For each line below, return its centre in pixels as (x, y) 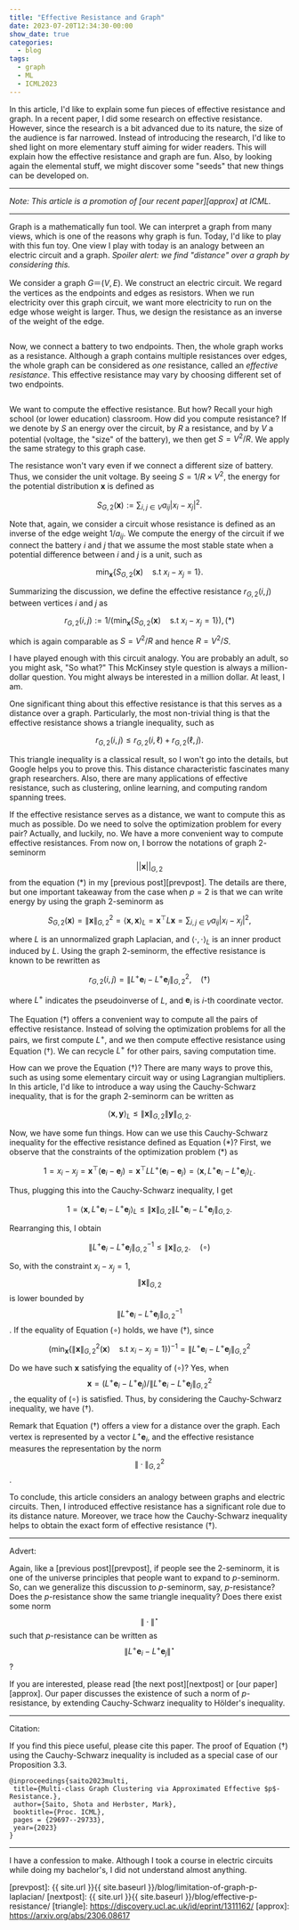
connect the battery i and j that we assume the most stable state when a (141, 545)
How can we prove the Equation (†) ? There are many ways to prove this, (141, 1068)
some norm (30, 1606)
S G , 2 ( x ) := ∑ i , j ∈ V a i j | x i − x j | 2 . (149, 505)
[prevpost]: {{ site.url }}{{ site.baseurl (78, 1887)
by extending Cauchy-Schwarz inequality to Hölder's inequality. (169, 1703)
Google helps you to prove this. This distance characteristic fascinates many (149, 769)
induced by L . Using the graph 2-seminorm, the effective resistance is (137, 951)
